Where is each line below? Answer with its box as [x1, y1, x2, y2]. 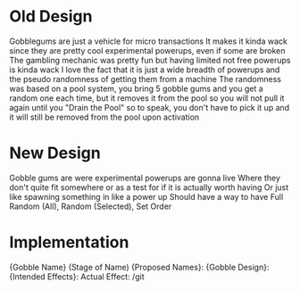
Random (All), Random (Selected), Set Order [9, 201, 172, 212]
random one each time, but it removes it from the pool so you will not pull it [9, 92, 285, 104]
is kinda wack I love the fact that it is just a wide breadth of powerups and [9, 64, 280, 75]
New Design [9, 143, 101, 163]
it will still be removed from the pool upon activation [9, 112, 200, 122]
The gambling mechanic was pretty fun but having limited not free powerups [9, 54, 291, 65]
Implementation [9, 232, 129, 253]
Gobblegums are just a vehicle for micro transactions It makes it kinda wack [9, 36, 287, 46]
